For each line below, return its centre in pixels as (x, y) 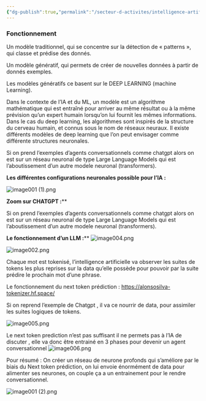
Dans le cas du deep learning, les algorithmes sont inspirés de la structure (100, 121)
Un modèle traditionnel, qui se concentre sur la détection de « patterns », (99, 47)
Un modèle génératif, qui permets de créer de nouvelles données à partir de (102, 65)
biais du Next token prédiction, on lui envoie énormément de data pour (96, 366)
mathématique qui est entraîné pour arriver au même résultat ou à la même (101, 108)
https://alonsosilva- (146, 287)
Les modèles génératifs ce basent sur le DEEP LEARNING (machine (91, 83)
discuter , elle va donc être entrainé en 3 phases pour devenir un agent (96, 342)
